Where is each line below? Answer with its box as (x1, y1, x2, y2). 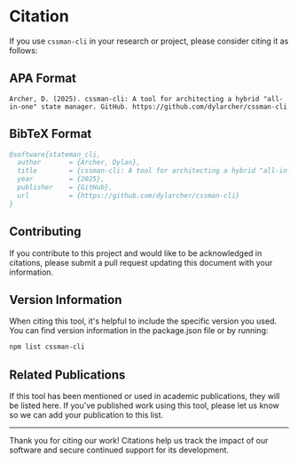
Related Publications (9, 367, 126, 382)
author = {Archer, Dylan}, (17, 158, 141, 167)
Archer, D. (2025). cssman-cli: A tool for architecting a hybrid (9, 94, 260, 103)
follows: (9, 44, 38, 55)
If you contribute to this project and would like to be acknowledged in (9, 247, 263, 259)
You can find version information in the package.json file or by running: (9, 325, 269, 336)
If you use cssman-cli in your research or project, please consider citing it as (9, 36, 289, 46)
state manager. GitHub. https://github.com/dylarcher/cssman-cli (41, 102, 288, 111)
